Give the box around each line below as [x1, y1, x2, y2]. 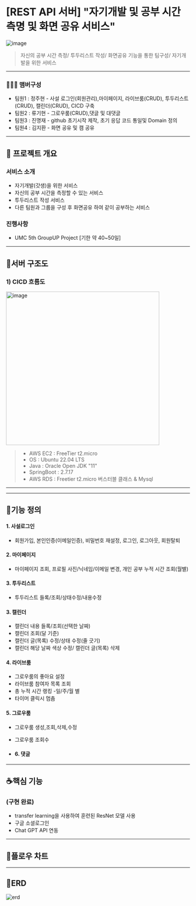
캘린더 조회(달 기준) [14, 630, 60, 637]
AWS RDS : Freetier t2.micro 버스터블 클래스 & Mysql [29, 475, 153, 483]
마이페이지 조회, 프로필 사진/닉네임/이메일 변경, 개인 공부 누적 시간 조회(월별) [14, 565, 188, 572]
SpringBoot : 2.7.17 [29, 468, 74, 476]
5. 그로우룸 [6, 709, 31, 716]
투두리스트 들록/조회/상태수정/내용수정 [14, 594, 102, 601]
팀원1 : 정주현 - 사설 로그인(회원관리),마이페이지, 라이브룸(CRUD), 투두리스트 [14, 95, 189, 102]
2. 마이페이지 [6, 551, 36, 559]
